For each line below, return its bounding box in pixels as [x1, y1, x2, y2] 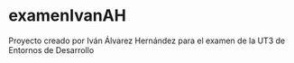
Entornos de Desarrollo [8, 44, 95, 55]
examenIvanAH [8, 5, 127, 26]
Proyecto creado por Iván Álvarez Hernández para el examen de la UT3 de [8, 35, 286, 46]
